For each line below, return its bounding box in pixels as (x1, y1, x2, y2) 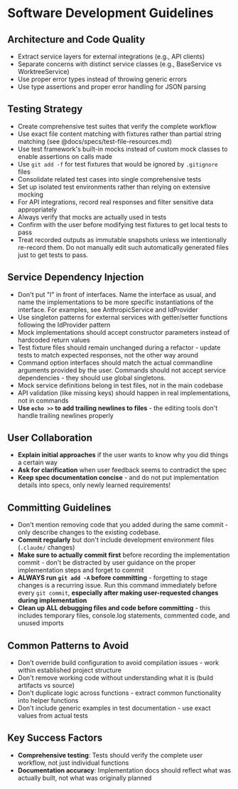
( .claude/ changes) (17, 543, 75, 552)
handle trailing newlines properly (17, 411, 114, 419)
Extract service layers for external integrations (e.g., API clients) (17, 52, 205, 61)
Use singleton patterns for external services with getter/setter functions (17, 313, 228, 321)
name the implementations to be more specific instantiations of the (17, 298, 214, 306)
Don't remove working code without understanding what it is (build (17, 674, 214, 682)
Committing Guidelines (7, 501, 112, 513)
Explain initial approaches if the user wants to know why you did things (17, 451, 229, 459)
